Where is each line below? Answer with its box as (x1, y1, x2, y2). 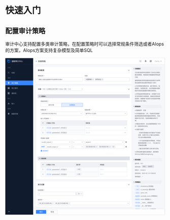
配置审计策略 (5, 26, 46, 35)
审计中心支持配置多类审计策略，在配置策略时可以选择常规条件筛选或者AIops (5, 41, 164, 47)
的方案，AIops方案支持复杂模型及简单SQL (5, 47, 93, 53)
